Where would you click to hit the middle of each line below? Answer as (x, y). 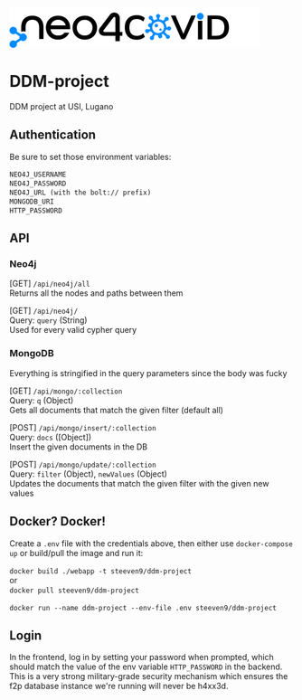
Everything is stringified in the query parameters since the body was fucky (148, 373)
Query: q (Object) (42, 400)
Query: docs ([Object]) (51, 437)
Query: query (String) (48, 320)
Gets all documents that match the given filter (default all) (117, 410)
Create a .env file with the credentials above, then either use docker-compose (151, 543)
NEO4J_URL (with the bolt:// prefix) (80, 193)
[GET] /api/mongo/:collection (66, 391)
